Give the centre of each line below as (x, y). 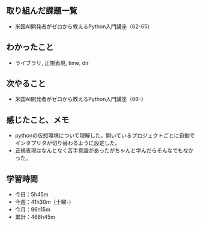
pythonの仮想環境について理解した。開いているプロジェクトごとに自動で (105, 136)
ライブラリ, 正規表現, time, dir (52, 63)
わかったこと (30, 47)
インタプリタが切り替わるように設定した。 (67, 143)
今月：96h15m (33, 210)
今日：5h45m (31, 195)
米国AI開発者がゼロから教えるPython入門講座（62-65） (84, 26)
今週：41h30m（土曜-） (44, 202)
